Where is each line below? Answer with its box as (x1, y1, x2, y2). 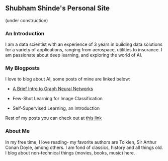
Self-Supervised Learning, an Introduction (12, 105, 100, 111)
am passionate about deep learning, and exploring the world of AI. (5, 52, 142, 58)
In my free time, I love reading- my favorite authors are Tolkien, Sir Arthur (5, 139, 157, 145)
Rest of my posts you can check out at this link (5, 115, 102, 121)
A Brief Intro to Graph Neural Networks (12, 86, 93, 92)
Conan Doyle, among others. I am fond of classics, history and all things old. (5, 144, 163, 150)
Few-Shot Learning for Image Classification (12, 96, 103, 102)
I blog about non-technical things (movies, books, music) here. (5, 149, 135, 155)
